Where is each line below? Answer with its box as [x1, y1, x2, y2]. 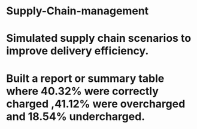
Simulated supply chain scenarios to [6, 32, 192, 45]
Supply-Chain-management [6, 4, 149, 18]
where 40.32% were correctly [6, 84, 159, 98]
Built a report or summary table [6, 72, 165, 85]
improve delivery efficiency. [6, 44, 149, 58]
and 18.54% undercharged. [6, 109, 146, 123]
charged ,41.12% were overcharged [6, 97, 186, 110]
